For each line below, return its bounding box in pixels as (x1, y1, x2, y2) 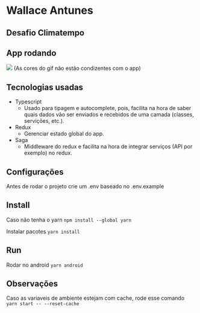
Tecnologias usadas (6, 82, 83, 92)
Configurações (6, 167, 64, 177)
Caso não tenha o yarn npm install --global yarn (6, 216, 131, 223)
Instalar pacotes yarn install (6, 228, 80, 235)
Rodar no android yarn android (6, 261, 83, 268)
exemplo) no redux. (23, 149, 72, 156)
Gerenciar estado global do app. (23, 130, 104, 137)
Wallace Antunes (6, 4, 93, 17)
